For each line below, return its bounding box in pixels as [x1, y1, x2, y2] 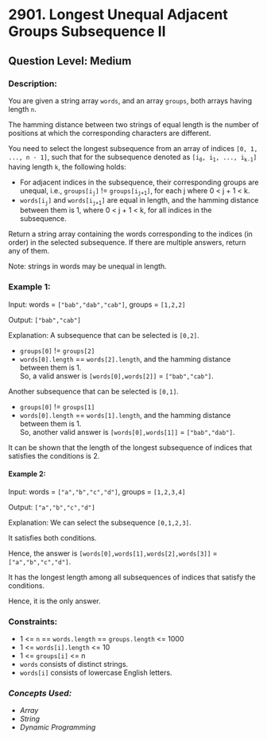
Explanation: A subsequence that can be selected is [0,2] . [8, 330, 200, 339]
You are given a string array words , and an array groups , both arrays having [8, 95, 253, 105]
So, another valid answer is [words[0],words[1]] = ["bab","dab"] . [19, 427, 235, 436]
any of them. [8, 246, 50, 256]
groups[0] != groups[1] [19, 401, 95, 411]
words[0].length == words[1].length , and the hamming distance [19, 410, 231, 420]
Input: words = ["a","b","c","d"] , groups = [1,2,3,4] [8, 486, 186, 496]
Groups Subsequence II [8, 22, 166, 41]
